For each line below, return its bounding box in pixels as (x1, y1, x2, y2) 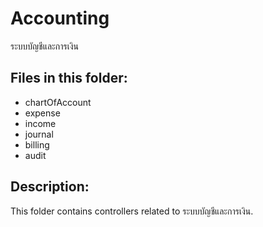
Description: (10, 178, 90, 196)
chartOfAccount (24, 96, 92, 108)
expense (24, 107, 61, 119)
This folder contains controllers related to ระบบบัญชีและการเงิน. (10, 205, 254, 217)
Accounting (10, 7, 110, 30)
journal (24, 128, 54, 140)
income (24, 117, 57, 129)
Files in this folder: (10, 70, 128, 87)
